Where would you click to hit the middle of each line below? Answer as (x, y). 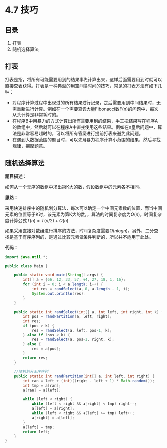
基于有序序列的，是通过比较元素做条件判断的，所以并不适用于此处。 (83, 237)
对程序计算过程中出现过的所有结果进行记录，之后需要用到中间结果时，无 (86, 102)
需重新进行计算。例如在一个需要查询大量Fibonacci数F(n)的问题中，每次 (85, 109)
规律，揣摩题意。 (30, 146)
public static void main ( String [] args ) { (59, 275)
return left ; (37, 432)
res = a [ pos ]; (46, 349)
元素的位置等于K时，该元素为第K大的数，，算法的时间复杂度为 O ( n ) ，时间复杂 (83, 214)
